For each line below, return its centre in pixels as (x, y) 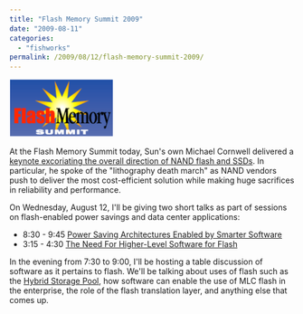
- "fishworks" (44, 48)
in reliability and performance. (65, 190)
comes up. (29, 300)
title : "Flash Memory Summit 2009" (76, 19)
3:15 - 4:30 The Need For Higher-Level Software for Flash (130, 244)
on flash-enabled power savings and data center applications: (125, 217)
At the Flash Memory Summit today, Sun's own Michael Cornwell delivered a (151, 152)
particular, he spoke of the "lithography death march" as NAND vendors (143, 171)
